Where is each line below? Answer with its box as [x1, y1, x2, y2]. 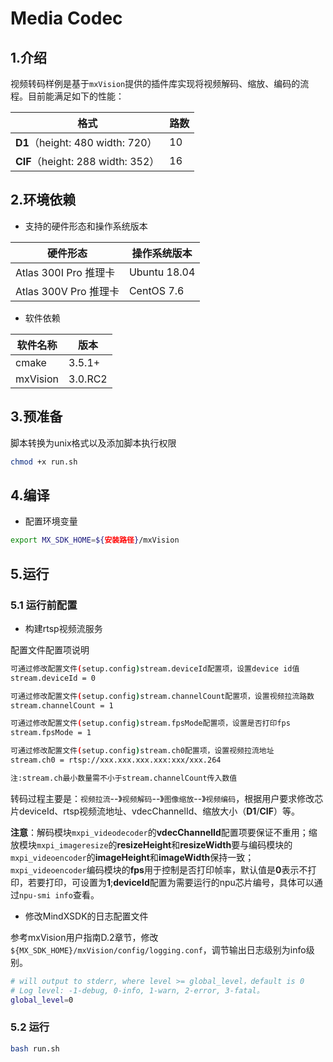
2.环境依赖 [10, 192, 77, 209]
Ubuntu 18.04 [128, 265, 196, 279]
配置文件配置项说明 [10, 643, 90, 656]
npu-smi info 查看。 [19, 888, 100, 901]
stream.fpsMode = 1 [10, 728, 92, 738]
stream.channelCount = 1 [10, 700, 114, 711]
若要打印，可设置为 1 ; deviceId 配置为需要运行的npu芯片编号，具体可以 [27, 876, 315, 888]
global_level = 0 [10, 995, 74, 1005]
